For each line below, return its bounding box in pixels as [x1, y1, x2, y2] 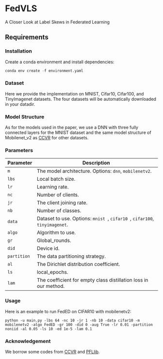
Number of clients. [36, 191, 79, 198]
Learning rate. [36, 184, 69, 190]
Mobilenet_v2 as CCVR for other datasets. [5, 135, 89, 141]
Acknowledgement [5, 338, 51, 344]
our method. [36, 283, 65, 290]
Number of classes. [36, 208, 81, 214]
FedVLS [5, 3, 37, 14]
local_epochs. [36, 269, 68, 276]
